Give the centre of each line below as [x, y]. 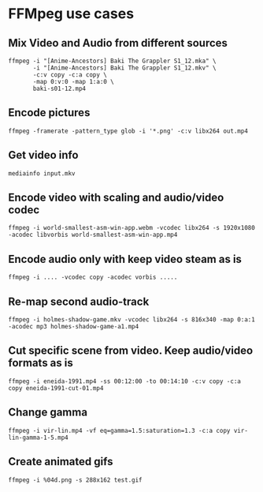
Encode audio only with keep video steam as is [125, 259]
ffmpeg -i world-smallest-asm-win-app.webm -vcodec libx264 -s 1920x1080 [132, 228]
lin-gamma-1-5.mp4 [38, 438]
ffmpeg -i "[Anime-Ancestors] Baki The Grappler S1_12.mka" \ [112, 61]
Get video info [43, 155]
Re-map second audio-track [79, 301]
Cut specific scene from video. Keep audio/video [131, 351]
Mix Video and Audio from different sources [118, 43]
